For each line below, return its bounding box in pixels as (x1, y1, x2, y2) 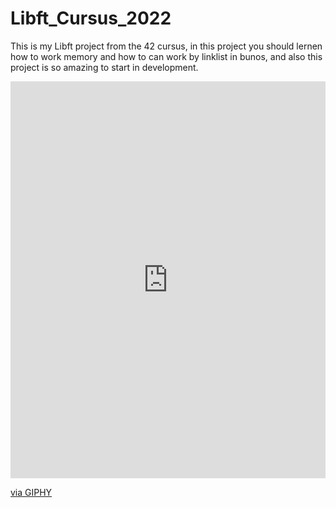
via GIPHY (10, 486, 53, 498)
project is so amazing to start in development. (10, 61, 199, 73)
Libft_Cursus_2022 (10, 7, 172, 30)
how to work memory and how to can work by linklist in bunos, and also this (10, 50, 323, 62)
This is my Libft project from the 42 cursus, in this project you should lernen (10, 40, 323, 52)
